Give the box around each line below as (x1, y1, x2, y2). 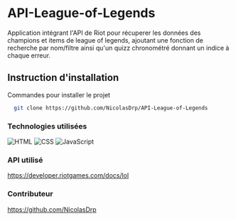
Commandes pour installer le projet (7, 90, 111, 99)
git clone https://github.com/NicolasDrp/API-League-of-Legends (14, 104, 208, 112)
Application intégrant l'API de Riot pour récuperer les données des (7, 28, 201, 37)
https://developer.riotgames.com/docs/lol (7, 171, 129, 180)
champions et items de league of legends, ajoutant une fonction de (7, 36, 204, 44)
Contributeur (7, 189, 53, 199)
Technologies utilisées (7, 121, 87, 131)
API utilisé (7, 155, 43, 165)
